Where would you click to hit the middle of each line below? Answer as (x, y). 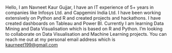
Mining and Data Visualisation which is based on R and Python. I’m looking (84, 29)
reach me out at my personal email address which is (60, 39)
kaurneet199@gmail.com (32, 45)
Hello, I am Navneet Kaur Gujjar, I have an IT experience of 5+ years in (80, 7)
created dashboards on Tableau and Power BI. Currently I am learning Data (85, 23)
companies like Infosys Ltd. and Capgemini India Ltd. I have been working (83, 13)
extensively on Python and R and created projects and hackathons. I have (83, 18)
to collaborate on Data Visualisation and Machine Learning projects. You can (86, 34)
